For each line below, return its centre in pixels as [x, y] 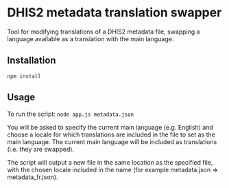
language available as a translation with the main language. [91, 38]
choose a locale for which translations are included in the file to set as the [111, 134]
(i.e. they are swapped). [40, 149]
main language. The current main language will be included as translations [112, 141]
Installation [32, 61]
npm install [24, 76]
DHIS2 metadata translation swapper [114, 13]
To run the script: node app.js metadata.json [71, 114]
